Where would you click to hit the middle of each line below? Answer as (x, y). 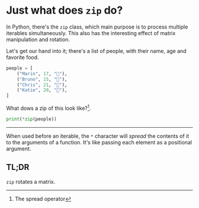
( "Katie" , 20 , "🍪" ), (42, 90)
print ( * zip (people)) (32, 119)
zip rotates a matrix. (31, 181)
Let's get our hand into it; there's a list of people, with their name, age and (96, 51)
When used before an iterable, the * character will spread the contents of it (98, 136)
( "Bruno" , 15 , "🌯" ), (42, 79)
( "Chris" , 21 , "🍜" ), (42, 85)
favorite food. (23, 57)
